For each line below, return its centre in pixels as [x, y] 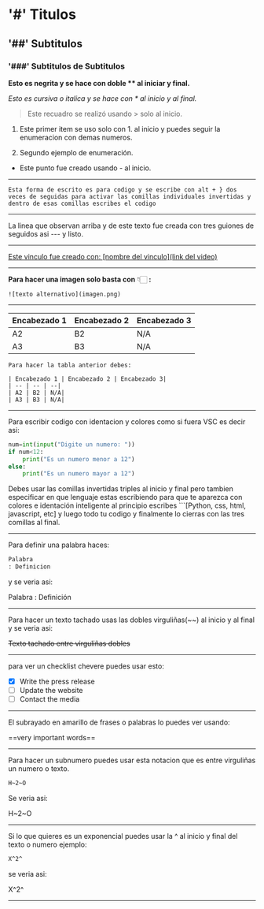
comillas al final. [34, 523]
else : [17, 467]
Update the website [51, 691]
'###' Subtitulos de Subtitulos [67, 66]
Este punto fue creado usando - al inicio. [85, 168]
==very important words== [52, 738]
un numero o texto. [39, 769]
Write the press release [57, 681]
